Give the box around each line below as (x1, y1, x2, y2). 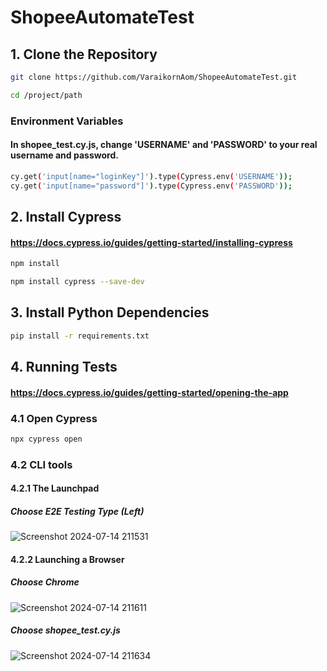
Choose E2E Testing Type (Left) (10, 505, 145, 517)
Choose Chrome (10, 576, 80, 588)
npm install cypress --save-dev (10, 277, 145, 287)
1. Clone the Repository (10, 46, 158, 63)
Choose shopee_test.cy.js (10, 624, 121, 636)
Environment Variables (10, 114, 124, 128)
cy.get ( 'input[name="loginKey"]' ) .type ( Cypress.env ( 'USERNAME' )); (10, 171, 293, 181)
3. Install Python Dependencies (10, 304, 210, 321)
